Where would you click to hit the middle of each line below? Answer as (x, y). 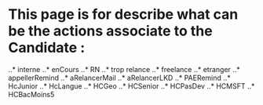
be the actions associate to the (111, 31)
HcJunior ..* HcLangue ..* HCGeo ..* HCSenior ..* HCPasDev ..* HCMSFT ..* (131, 86)
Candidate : (47, 48)
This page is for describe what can (123, 14)
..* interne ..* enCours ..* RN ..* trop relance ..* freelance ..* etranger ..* (124, 69)
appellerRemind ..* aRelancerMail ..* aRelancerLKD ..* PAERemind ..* (120, 78)
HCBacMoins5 (31, 94)
